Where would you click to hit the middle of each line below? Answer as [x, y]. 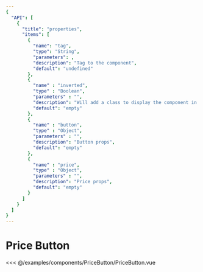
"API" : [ [22, 18]
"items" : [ [36, 35]
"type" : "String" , [56, 52]
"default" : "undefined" [63, 68]
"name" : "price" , [56, 165]
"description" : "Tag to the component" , [85, 63]
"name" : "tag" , [52, 46]
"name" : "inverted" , [60, 86]
